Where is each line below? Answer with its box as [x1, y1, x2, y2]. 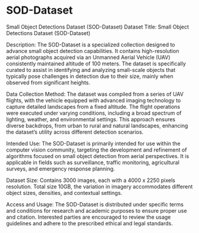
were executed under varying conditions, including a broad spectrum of [6, 109, 182, 116]
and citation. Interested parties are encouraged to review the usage [6, 213, 171, 221]
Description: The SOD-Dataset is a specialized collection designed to [6, 41, 175, 48]
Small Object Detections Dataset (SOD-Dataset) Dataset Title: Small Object [6, 23, 189, 30]
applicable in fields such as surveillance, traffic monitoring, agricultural [6, 159, 180, 166]
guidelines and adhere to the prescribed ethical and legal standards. [6, 219, 173, 226]
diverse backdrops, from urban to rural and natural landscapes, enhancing [6, 122, 188, 129]
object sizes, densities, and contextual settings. [6, 189, 123, 196]
